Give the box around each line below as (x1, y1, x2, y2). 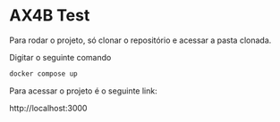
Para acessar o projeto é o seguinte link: (9, 85, 158, 96)
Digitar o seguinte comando (9, 52, 112, 62)
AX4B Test (9, 5, 90, 26)
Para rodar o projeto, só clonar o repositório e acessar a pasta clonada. (9, 35, 272, 45)
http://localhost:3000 (9, 102, 88, 113)
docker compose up (9, 69, 78, 78)
